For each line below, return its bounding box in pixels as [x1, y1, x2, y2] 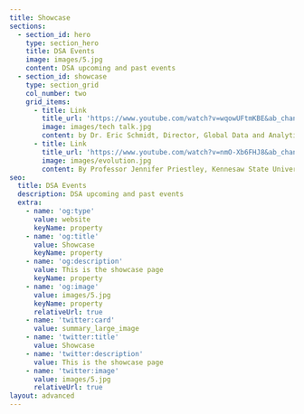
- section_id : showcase [17, 72, 107, 81]
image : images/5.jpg [25, 55, 103, 64]
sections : [9, 22, 47, 31]
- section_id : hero [17, 30, 91, 39]
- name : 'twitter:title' [25, 333, 119, 342]
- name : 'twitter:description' [25, 349, 144, 358]
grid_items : [25, 97, 71, 107]
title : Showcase [9, 13, 71, 23]
